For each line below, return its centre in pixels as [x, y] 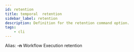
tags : [10, 27]
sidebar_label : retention [31, 18]
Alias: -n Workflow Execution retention [44, 45]
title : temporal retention [34, 14]
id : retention [19, 9]
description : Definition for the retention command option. [67, 23]
